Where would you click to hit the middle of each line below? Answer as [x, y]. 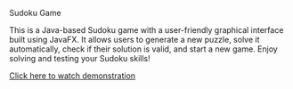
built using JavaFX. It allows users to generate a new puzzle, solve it [134, 40]
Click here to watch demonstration [73, 76]
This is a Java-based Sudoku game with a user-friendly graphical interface [146, 30]
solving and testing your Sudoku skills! [80, 58]
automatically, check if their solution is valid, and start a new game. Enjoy [143, 49]
